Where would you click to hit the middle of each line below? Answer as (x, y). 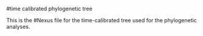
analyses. (18, 27)
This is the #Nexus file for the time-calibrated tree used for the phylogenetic (102, 20)
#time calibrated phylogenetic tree (50, 9)
